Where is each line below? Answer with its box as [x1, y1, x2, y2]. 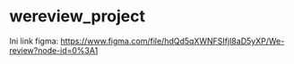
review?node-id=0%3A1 [9, 44, 99, 55]
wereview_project [9, 6, 146, 27]
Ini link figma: [9, 36, 59, 46]
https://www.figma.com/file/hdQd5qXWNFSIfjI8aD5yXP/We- [60, 36, 285, 46]
